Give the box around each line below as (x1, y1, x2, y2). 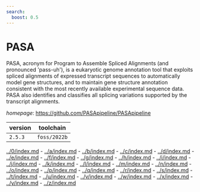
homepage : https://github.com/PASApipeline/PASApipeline (6, 109, 151, 117)
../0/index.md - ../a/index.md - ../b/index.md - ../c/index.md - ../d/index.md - (6, 148, 195, 155)
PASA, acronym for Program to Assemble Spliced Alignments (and (6, 60, 169, 67)
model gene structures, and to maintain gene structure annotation (6, 79, 168, 86)
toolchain (38, 124, 66, 132)
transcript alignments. (6, 98, 60, 105)
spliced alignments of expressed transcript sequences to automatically (6, 72, 180, 80)
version (9, 124, 32, 132)
